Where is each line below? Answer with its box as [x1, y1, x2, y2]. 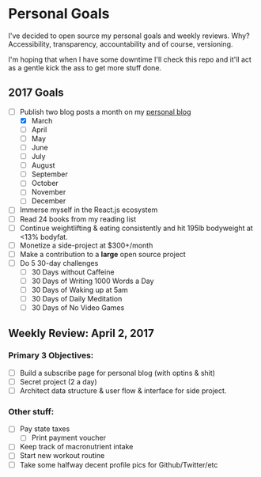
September [31, 169, 69, 179]
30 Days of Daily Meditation [31, 294, 123, 303]
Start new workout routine [19, 451, 105, 460]
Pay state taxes [19, 424, 70, 433]
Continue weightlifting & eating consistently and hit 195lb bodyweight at [19, 223, 253, 233]
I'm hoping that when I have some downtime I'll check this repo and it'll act [8, 55, 252, 64]
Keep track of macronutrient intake [19, 442, 134, 452]
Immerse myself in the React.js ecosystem [19, 205, 158, 214]
